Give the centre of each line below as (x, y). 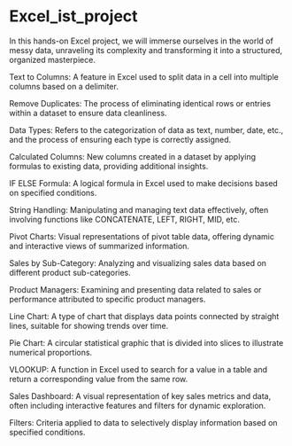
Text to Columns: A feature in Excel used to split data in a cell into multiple (144, 76)
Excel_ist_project (74, 16)
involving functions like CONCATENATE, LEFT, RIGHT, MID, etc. (125, 219)
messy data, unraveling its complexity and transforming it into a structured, (146, 50)
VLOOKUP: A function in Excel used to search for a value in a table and (138, 369)
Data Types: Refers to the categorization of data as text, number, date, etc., (146, 129)
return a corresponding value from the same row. (99, 379)
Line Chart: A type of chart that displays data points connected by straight (144, 316)
